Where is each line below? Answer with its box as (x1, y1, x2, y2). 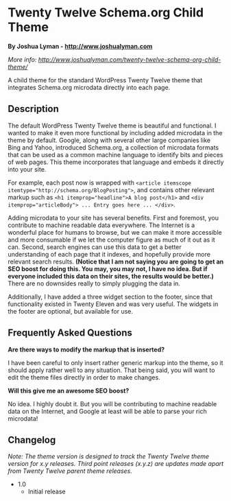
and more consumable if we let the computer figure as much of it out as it (8, 235, 215, 244)
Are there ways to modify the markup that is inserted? (8, 345, 165, 353)
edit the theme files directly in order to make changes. (8, 373, 160, 382)
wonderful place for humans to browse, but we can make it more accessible (8, 228, 222, 236)
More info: (8, 55, 37, 63)
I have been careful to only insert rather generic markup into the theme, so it (8, 358, 223, 366)
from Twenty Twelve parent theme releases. (8, 467, 133, 475)
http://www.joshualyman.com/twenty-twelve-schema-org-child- (38, 55, 221, 63)
